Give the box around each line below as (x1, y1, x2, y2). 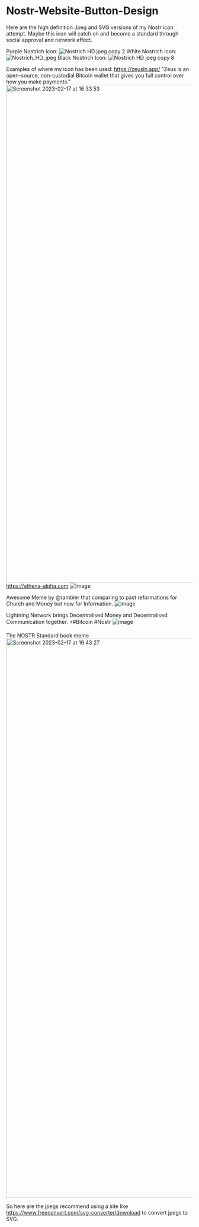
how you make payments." (6, 78, 71, 85)
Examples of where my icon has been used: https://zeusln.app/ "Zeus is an (6, 65, 190, 72)
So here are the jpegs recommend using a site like (6, 1203, 129, 1210)
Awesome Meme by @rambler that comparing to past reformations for (6, 594, 178, 601)
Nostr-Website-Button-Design (6, 4, 159, 18)
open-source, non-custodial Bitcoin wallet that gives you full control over (6, 72, 184, 79)
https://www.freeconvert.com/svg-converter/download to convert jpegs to (6, 1209, 188, 1216)
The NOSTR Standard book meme (6, 632, 89, 639)
